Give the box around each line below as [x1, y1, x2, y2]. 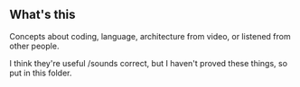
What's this [9, 7, 76, 22]
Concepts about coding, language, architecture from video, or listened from [9, 30, 291, 41]
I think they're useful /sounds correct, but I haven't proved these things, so [9, 57, 287, 68]
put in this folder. [9, 67, 72, 78]
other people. [9, 40, 60, 51]
